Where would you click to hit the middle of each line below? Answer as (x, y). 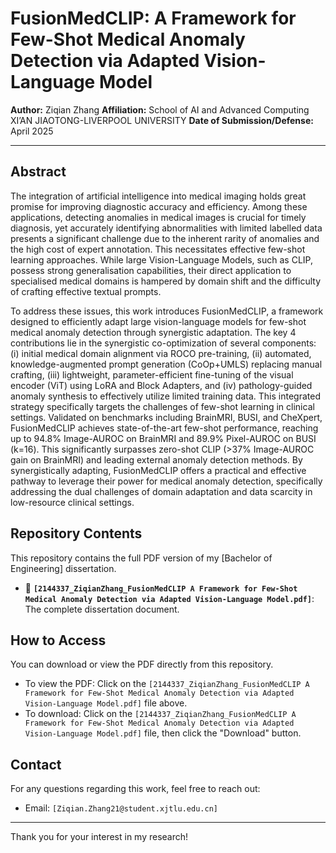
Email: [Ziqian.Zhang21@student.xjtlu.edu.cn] (121, 808)
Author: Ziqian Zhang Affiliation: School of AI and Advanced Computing (160, 109)
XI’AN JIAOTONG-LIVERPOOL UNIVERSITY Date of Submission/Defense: (162, 120)
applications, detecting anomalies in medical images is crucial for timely (158, 217)
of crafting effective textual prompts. (86, 291)
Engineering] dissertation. (63, 568)
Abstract (38, 172)
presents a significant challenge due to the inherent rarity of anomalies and (165, 238)
